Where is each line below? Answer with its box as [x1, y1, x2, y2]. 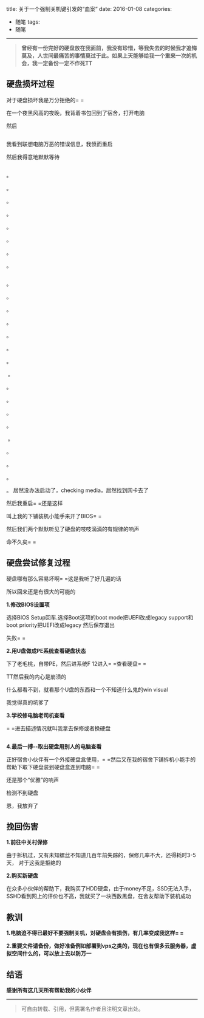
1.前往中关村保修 [6, 839, 48, 846]
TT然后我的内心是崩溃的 [6, 673, 67, 680]
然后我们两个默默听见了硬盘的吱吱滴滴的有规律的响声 [6, 525, 140, 533]
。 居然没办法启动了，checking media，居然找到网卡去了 [6, 487, 149, 494]
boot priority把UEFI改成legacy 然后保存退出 [6, 621, 115, 629]
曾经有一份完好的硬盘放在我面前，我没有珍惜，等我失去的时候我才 [21, 44, 186, 52]
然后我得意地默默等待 [6, 153, 59, 160]
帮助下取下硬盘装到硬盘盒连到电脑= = [6, 763, 100, 770]
